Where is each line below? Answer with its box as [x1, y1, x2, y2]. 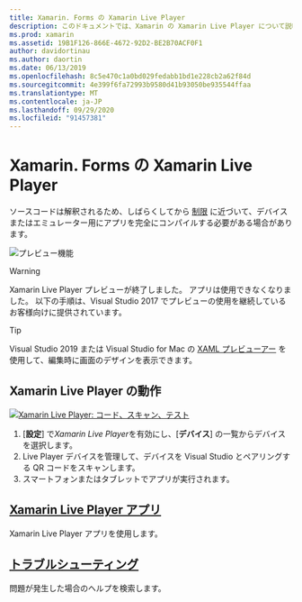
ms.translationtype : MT [9, 88, 99, 97]
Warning [9, 266, 40, 277]
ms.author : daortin [9, 55, 83, 64]
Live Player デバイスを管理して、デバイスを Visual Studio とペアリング [22, 451, 283, 461]
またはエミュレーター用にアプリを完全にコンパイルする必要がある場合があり [9, 217, 293, 228]
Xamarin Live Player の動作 [9, 384, 162, 399]
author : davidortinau [9, 47, 91, 56]
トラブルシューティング [9, 557, 139, 572]
